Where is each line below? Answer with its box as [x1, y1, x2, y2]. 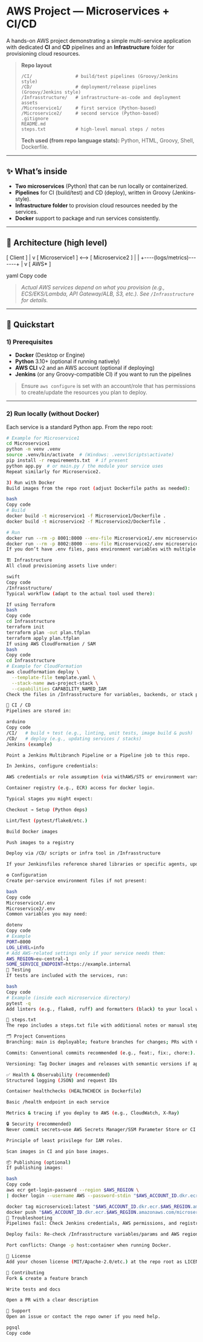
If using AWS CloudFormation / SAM [6, 640, 96, 647]
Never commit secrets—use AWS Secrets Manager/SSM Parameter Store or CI [6, 1126, 196, 1132]
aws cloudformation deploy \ [6, 669, 80, 675]
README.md [21, 121, 47, 127]
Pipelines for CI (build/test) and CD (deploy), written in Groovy [14, 189, 171, 196]
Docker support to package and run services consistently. [14, 215, 160, 222]
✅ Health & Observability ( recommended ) [6, 1071, 111, 1078]
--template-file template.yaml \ [11, 674, 96, 680]
